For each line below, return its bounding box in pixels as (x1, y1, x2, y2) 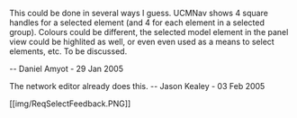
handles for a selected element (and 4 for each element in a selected (9, 17, 265, 28)
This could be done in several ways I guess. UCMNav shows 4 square (9, 8, 268, 18)
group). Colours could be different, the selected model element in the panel (9, 27, 289, 37)
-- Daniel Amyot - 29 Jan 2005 (9, 63, 124, 74)
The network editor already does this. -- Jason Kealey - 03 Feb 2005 (9, 81, 265, 91)
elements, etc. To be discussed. (9, 46, 128, 57)
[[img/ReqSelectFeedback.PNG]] (9, 98, 131, 109)
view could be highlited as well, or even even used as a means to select (9, 36, 274, 47)
